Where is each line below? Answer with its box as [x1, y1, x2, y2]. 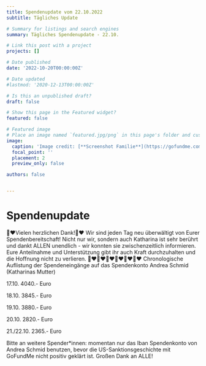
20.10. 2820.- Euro [6, 315, 53, 322]
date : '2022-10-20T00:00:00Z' [6, 65, 84, 71]
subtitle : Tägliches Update [6, 15, 78, 21]
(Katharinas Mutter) [6, 268, 56, 275]
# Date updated [6, 76, 45, 82]
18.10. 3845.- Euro [6, 292, 52, 299]
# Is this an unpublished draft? [6, 93, 92, 99]
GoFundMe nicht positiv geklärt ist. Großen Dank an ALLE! [6, 352, 153, 359]
